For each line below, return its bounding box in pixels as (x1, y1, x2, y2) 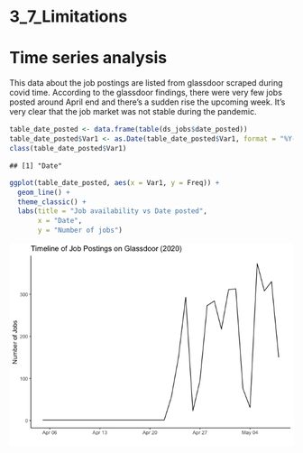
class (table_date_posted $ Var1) (9, 143, 127, 153)
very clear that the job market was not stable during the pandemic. (9, 106, 257, 117)
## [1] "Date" (9, 161, 63, 171)
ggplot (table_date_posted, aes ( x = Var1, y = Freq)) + (9, 178, 220, 187)
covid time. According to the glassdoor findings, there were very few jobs (9, 88, 282, 98)
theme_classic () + (17, 197, 87, 207)
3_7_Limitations (9, 6, 128, 27)
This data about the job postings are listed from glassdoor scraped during (9, 78, 283, 88)
